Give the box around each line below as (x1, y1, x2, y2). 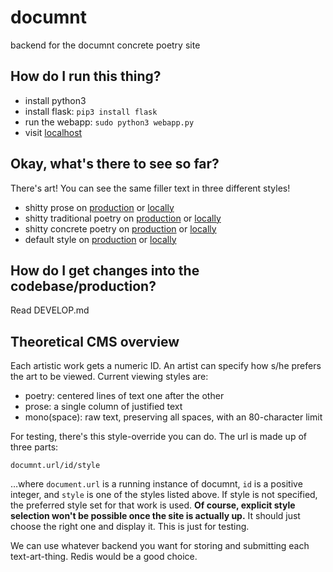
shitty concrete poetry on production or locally (24, 222, 217, 235)
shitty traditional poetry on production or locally (24, 212, 222, 224)
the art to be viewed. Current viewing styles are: (10, 371, 209, 383)
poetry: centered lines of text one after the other (24, 390, 225, 402)
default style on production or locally (24, 233, 177, 245)
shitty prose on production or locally (24, 201, 175, 213)
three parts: (10, 441, 59, 453)
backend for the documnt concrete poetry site (10, 39, 201, 51)
